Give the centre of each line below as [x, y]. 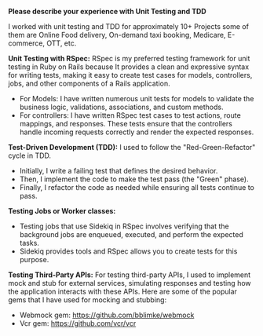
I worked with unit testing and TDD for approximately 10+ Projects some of [129, 26]
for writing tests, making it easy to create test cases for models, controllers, [130, 75]
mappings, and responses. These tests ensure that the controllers [126, 124]
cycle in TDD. [30, 155]
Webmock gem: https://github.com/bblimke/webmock [107, 315]
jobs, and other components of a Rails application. [89, 83]
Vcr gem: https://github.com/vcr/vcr [78, 323]
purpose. [34, 259]
